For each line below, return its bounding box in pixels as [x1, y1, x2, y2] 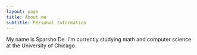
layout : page [6, 8, 39, 15]
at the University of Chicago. [6, 42, 77, 49]
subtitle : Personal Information [6, 20, 86, 25]
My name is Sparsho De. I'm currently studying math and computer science [6, 36, 192, 43]
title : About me [6, 14, 46, 20]
